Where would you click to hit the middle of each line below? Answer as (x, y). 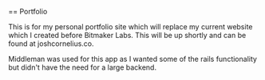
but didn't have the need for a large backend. (83, 67)
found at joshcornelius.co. (51, 44)
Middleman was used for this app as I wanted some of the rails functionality (133, 59)
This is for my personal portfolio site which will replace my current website (131, 27)
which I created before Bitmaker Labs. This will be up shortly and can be (127, 35)
